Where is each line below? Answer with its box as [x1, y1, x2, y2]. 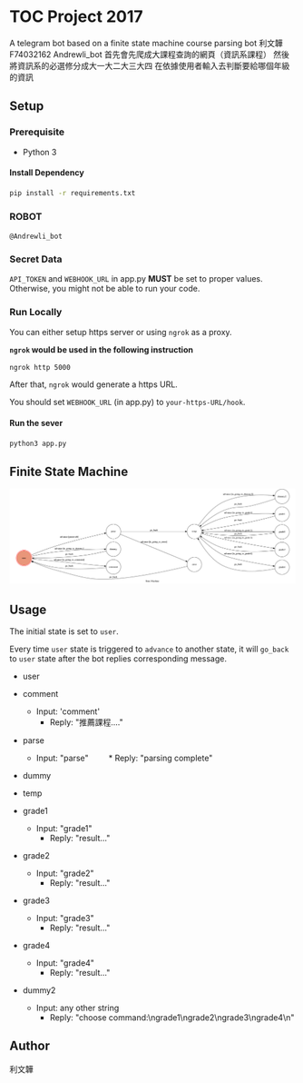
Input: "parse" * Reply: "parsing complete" [35, 752, 213, 763]
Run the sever [9, 418, 64, 429]
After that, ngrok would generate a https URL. [9, 379, 179, 390]
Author [9, 1038, 50, 1054]
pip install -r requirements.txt [9, 188, 136, 197]
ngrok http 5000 [9, 363, 71, 372]
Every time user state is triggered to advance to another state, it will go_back [9, 643, 289, 654]
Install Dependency [9, 167, 84, 178]
